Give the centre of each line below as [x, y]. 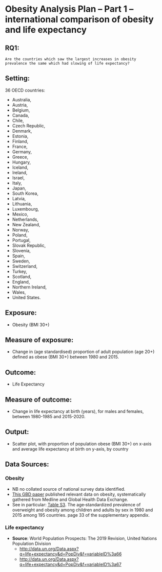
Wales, [19, 292]
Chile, [18, 120]
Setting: [18, 79]
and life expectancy [46, 30]
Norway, [20, 230]
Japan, [19, 188]
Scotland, [22, 276]
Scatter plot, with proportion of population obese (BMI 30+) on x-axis [82, 444]
